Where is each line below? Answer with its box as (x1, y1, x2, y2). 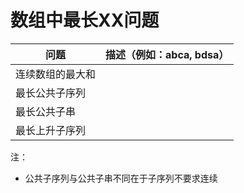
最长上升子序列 (15, 123, 87, 137)
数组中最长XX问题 (10, 9, 160, 32)
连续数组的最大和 (15, 67, 97, 81)
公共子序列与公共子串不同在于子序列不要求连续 (24, 172, 218, 184)
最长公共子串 (15, 104, 77, 118)
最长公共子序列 (15, 86, 87, 100)
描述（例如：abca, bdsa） (105, 47, 230, 61)
